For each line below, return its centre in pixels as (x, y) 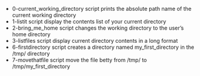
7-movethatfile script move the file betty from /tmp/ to (79, 60)
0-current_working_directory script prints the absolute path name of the (102, 9)
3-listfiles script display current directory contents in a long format (95, 41)
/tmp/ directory (31, 53)
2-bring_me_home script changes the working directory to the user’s (98, 28)
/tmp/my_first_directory (41, 66)
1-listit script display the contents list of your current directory (89, 21)
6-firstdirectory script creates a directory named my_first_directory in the (103, 47)
